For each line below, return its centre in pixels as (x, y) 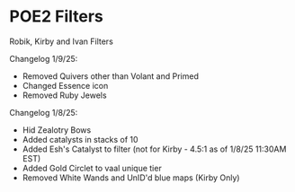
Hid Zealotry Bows (57, 130)
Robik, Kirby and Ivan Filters (62, 41)
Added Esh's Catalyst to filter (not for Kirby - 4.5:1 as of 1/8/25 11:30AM (154, 149)
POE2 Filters (56, 17)
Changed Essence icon (65, 85)
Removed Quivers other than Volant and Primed (111, 76)
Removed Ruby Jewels (64, 95)
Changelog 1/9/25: (44, 58)
